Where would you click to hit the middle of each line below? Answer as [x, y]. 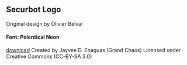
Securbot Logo [34, 10]
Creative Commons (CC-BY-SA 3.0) [49, 57]
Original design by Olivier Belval [44, 23]
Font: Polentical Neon [33, 37]
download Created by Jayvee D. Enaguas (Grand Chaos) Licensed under [93, 50]
